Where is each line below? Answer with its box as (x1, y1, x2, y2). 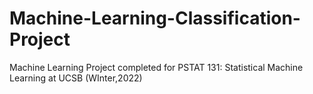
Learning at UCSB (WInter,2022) (9, 72, 143, 84)
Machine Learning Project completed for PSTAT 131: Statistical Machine (9, 61, 304, 73)
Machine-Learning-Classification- (9, 7, 301, 30)
